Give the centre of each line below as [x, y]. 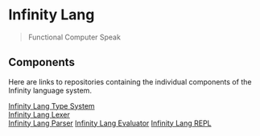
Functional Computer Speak [74, 37]
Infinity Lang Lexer [39, 114]
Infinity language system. [50, 90]
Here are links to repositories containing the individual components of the [130, 81]
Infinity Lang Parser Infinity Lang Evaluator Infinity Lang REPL [110, 123]
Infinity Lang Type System [52, 105]
